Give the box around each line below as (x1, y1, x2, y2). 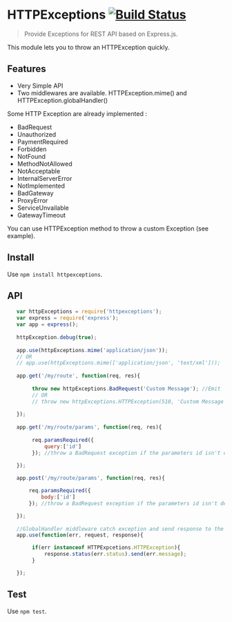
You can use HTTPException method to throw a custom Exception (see (7, 224, 209, 233)
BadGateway (17, 188, 54, 197)
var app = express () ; (16, 321, 79, 328)
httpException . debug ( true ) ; (16, 333, 97, 341)
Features (7, 63, 46, 75)
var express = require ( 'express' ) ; (16, 315, 119, 322)
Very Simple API (17, 81, 64, 90)
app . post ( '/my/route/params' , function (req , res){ (16, 475, 166, 482)
